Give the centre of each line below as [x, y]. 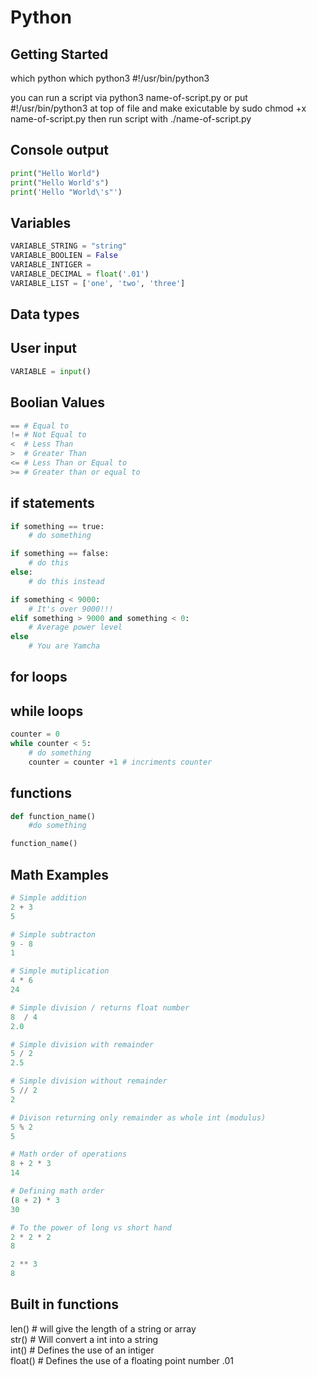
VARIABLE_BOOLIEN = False [64, 256]
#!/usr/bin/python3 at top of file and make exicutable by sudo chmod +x [158, 108]
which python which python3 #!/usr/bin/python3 [110, 78]
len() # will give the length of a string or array [103, 1328]
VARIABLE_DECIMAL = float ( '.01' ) [80, 274]
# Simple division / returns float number [100, 1007]
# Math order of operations [69, 1154]
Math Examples [59, 874]
